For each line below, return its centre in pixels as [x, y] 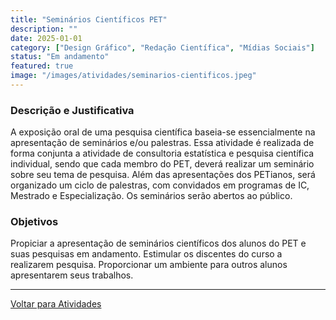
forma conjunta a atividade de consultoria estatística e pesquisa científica [162, 153]
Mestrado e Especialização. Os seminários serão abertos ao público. [151, 196]
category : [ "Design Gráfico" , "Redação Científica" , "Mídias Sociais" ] [162, 47]
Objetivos [34, 222]
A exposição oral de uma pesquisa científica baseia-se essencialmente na [163, 132]
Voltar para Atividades [56, 304]
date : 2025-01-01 [46, 38]
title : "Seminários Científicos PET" [89, 19]
